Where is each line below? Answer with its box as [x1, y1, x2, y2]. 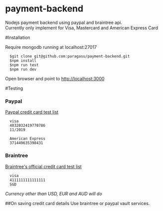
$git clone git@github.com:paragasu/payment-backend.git [9, 53, 130, 59]
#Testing [5, 85, 23, 91]
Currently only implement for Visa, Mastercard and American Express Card [5, 24, 158, 30]
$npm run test [9, 62, 39, 67]
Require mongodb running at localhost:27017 [5, 44, 97, 50]
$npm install [9, 58, 37, 63]
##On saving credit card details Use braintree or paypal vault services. [5, 200, 150, 206]
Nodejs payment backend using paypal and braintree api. [5, 19, 123, 25]
